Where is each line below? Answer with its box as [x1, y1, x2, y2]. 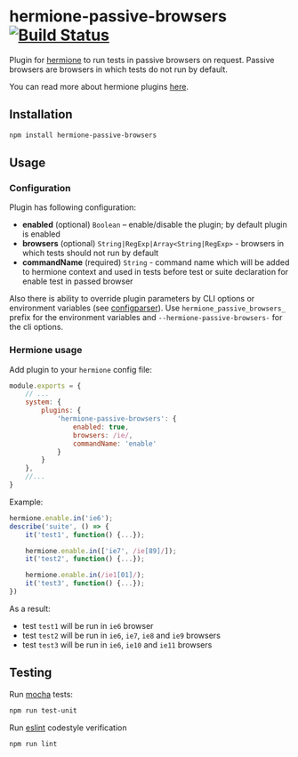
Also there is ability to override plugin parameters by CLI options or [9, 294, 255, 304]
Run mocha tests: [9, 689, 74, 699]
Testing [9, 665, 52, 680]
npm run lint [9, 739, 58, 748]
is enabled [21, 229, 60, 239]
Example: [9, 496, 44, 507]
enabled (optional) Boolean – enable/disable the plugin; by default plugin [21, 220, 287, 230]
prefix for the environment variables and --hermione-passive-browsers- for [9, 312, 283, 323]
